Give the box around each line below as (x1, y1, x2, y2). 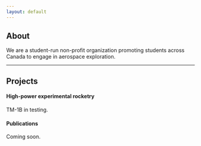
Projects (6, 76, 38, 86)
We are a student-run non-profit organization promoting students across (6, 47, 185, 54)
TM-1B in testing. (6, 106, 48, 114)
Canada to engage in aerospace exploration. (6, 53, 115, 60)
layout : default (6, 8, 47, 15)
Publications (6, 120, 38, 127)
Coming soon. (6, 133, 41, 141)
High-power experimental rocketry (6, 93, 95, 100)
